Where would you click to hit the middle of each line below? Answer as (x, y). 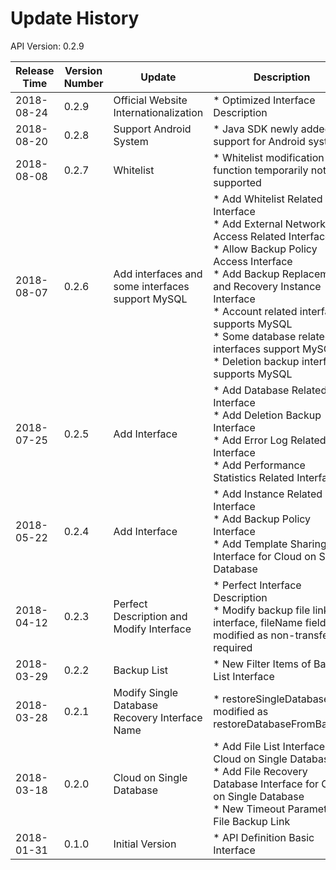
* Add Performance (259, 465)
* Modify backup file (262, 610)
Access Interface (253, 261)
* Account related (255, 311)
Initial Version (145, 844)
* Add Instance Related (268, 494)
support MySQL (150, 299)
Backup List (141, 670)
